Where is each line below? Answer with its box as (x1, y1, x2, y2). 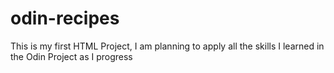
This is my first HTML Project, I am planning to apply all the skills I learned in (10, 40, 325, 52)
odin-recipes (10, 7, 120, 30)
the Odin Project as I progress (10, 50, 133, 62)
